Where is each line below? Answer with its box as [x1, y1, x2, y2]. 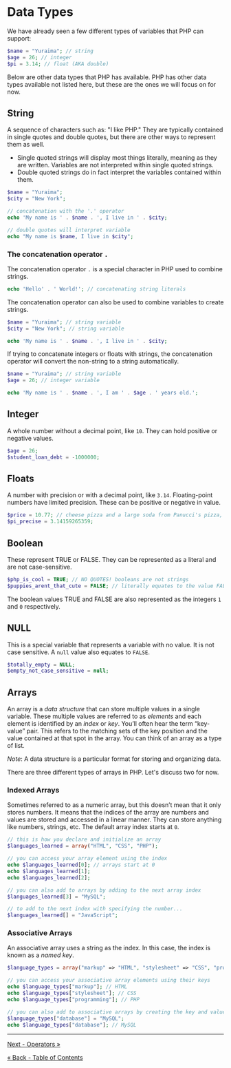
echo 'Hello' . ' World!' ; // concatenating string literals [7, 285, 186, 293]
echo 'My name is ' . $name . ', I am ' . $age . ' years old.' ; [7, 390, 199, 397]
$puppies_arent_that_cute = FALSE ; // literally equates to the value [7, 583, 214, 589]
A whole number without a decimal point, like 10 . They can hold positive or [7, 426, 218, 434]
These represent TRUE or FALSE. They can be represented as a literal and [7, 555, 217, 563]
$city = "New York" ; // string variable [7, 325, 125, 332]
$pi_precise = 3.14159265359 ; [7, 518, 94, 525]
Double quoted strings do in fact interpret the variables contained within [16, 168, 221, 176]
